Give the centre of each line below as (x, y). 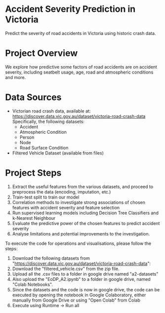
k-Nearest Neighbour (34, 218)
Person (27, 137)
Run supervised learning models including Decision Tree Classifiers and (85, 213)
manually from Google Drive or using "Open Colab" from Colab (76, 300)
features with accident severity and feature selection (66, 207)
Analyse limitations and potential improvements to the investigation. (81, 234)
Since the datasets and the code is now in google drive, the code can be (86, 289)
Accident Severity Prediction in (70, 9)
